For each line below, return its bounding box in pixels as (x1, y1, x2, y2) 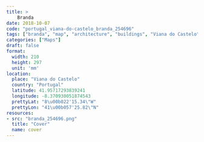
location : (6, 71, 32, 77)
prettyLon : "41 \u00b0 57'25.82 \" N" (12, 104, 99, 111)
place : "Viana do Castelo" (12, 76, 80, 82)
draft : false (6, 43, 39, 49)
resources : (6, 110, 34, 116)
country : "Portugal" (12, 82, 64, 88)
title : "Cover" (12, 121, 50, 127)
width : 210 (12, 54, 39, 60)
